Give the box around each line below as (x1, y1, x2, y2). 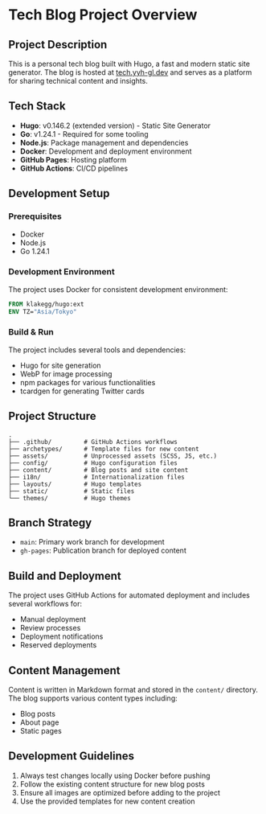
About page (19, 717, 59, 727)
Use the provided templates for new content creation (19, 796, 195, 806)
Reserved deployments (19, 640, 97, 650)
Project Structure (8, 409, 96, 423)
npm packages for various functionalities (19, 377, 156, 387)
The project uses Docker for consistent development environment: (8, 284, 228, 294)
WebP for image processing (19, 368, 113, 379)
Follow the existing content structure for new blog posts (19, 779, 205, 789)
